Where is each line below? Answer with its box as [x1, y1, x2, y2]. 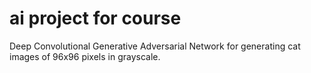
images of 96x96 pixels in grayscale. [9, 50, 161, 62]
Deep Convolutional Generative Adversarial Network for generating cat [9, 40, 301, 52]
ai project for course [9, 7, 182, 30]
